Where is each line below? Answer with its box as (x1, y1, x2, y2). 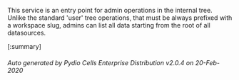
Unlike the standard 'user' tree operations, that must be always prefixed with (7, 13, 233, 22)
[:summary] (7, 42, 41, 50)
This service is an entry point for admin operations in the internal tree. (7, 6, 213, 14)
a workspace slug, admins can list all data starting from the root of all (7, 21, 210, 29)
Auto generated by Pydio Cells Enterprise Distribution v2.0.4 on (7, 58, 194, 67)
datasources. (7, 28, 46, 37)
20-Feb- (195, 58, 220, 67)
